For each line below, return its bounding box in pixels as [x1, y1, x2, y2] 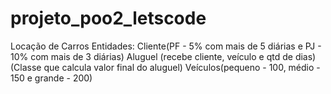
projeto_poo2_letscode [10, 7, 207, 30]
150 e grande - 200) [10, 72, 93, 84]
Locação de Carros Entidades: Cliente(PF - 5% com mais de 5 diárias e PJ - [10, 40, 322, 52]
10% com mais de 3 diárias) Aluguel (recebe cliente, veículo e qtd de [10, 50, 293, 62]
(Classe [10, 61, 42, 73]
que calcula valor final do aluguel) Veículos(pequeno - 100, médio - [43, 61, 321, 73]
